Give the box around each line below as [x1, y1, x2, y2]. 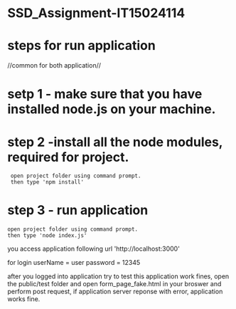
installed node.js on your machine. [7, 101, 216, 117]
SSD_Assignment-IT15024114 [7, 5, 186, 21]
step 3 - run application [7, 202, 149, 219]
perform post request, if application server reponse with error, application [7, 287, 223, 296]
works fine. [7, 295, 41, 303]
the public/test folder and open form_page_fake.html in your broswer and [7, 280, 222, 288]
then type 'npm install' [10, 179, 84, 186]
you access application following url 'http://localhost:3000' [7, 244, 180, 253]
